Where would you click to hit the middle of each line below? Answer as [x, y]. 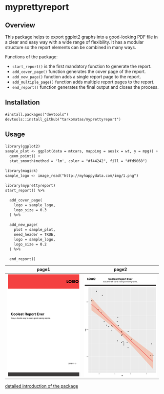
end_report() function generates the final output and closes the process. [85, 87]
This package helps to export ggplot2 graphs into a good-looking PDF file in [81, 37]
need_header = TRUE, [35, 234]
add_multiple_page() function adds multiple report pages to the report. [83, 82]
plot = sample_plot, [35, 229]
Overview [20, 25]
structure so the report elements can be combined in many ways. [71, 47]
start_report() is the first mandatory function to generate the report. [82, 66]
